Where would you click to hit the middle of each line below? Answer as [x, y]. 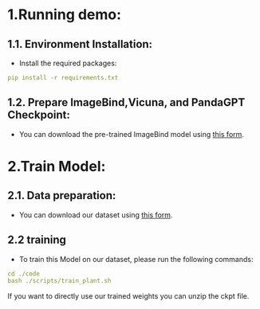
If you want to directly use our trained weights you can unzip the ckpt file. [128, 296]
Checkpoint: [39, 115]
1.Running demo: [64, 15]
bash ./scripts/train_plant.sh [59, 281]
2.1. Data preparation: [62, 196]
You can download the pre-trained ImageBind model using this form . [132, 134]
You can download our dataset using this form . [96, 215]
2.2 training [37, 240]
